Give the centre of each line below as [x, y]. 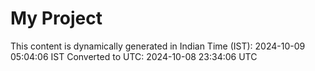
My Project [56, 18]
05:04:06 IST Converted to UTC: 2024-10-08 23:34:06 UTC [134, 56]
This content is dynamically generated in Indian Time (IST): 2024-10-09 [158, 46]
